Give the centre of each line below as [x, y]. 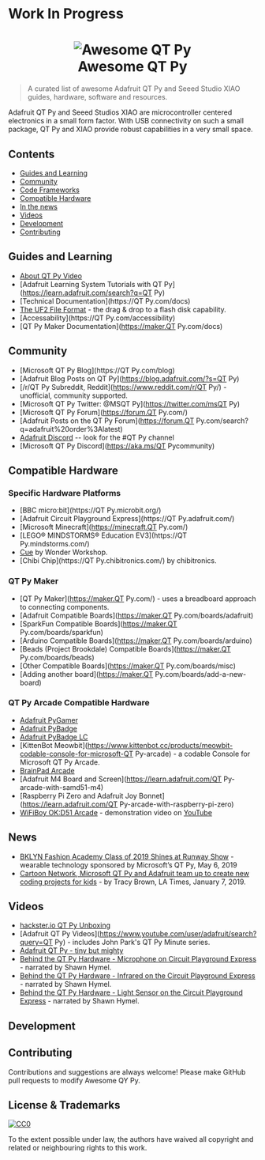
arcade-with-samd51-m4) [62, 787]
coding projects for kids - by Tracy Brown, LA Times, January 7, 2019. [132, 882]
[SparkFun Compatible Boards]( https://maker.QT [98, 623]
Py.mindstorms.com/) [54, 544]
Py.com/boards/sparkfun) [62, 632]
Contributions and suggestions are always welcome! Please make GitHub [127, 1071]
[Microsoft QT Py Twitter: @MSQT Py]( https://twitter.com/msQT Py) [130, 403]
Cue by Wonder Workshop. [63, 552]
